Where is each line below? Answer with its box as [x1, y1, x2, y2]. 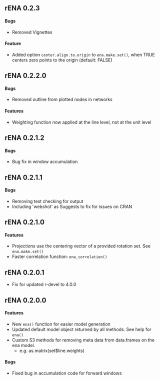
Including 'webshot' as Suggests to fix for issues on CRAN [11, 203, 132, 209]
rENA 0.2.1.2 [4, 133, 44, 142]
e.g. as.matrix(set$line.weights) [19, 347, 84, 353]
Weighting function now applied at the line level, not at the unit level [11, 119, 151, 125]
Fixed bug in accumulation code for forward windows [11, 370, 122, 376]
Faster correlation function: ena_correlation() [11, 253, 107, 259]
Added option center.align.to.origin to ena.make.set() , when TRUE [11, 51, 155, 57]
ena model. [11, 342, 35, 348]
